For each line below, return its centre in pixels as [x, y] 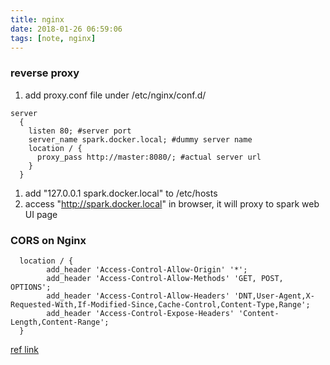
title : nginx [37, 19]
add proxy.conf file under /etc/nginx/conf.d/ [115, 95]
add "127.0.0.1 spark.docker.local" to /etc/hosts [121, 193]
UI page [41, 214]
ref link [25, 349]
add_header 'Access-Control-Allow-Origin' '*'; [147, 269]
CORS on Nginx [48, 240]
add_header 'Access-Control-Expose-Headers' [140, 313]
